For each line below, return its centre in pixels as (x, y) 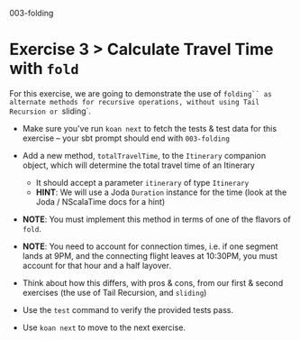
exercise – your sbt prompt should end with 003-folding (126, 138)
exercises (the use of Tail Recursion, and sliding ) (114, 292)
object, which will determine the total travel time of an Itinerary (138, 165)
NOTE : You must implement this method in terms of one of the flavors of (156, 219)
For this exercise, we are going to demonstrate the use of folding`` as (141, 93)
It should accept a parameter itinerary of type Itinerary (142, 182)
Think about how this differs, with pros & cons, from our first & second (153, 282)
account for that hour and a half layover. (96, 265)
